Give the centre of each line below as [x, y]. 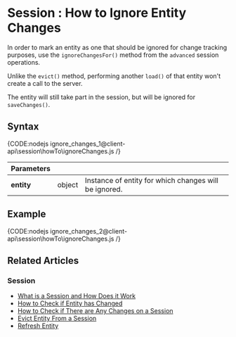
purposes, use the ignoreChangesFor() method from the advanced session [113, 55]
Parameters [31, 168]
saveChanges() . [29, 104]
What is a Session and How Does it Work [76, 296]
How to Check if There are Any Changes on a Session [95, 311]
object [68, 184]
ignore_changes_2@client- [89, 231]
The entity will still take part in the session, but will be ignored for [101, 97]
